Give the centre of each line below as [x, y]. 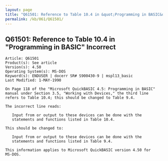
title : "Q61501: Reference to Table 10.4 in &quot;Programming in [76, 14]
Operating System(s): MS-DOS [35, 72]
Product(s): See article [31, 63]
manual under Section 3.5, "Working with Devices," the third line [77, 93]
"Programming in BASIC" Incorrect [60, 47]
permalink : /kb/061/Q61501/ [34, 19]
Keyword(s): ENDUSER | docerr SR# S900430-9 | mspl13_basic [69, 76]
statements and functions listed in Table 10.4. [63, 120]
